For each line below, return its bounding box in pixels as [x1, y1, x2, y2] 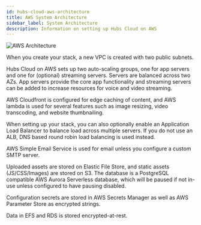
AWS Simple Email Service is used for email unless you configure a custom [6, 145, 191, 152]
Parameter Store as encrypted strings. [6, 200, 101, 208]
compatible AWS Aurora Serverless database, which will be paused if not [6, 176, 187, 183]
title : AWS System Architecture [6, 14, 87, 20]
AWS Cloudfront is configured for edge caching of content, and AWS [6, 96, 176, 103]
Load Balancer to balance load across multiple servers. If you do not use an [6, 127, 193, 134]
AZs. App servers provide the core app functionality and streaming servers [6, 78, 191, 85]
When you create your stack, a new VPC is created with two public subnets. [6, 54, 194, 61]
